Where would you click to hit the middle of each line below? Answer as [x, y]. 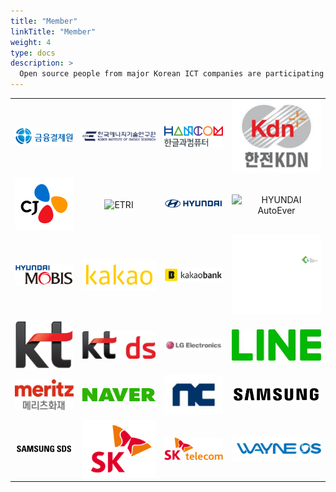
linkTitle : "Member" [53, 31]
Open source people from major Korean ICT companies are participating [172, 74]
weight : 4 [31, 42]
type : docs [33, 53]
